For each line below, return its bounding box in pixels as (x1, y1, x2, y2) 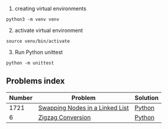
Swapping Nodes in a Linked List (38, 104, 129, 112)
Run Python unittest (14, 49, 63, 56)
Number (9, 93, 33, 102)
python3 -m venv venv (6, 17, 60, 22)
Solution (134, 93, 159, 102)
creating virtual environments (14, 5, 87, 12)
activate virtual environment (14, 27, 83, 34)
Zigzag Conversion (38, 113, 91, 121)
